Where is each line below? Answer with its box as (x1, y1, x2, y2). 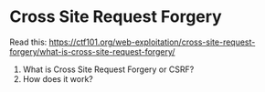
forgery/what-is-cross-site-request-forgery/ (9, 46, 175, 56)
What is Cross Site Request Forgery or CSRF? (22, 64, 195, 75)
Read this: (9, 36, 48, 47)
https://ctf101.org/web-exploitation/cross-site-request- (48, 36, 256, 47)
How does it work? (22, 73, 94, 84)
